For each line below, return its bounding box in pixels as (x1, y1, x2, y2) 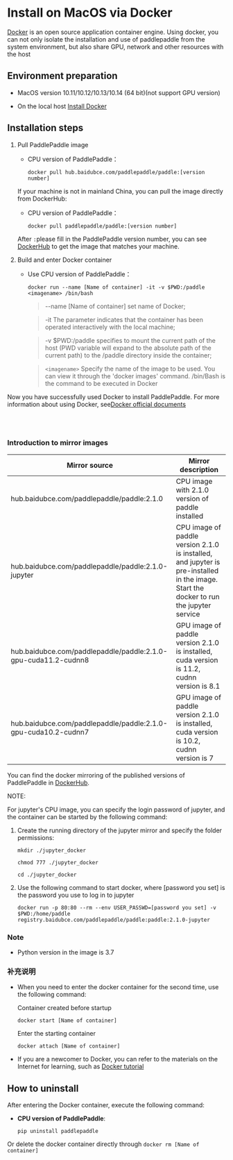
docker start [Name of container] (17, 1017, 117, 1025)
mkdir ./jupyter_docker (17, 847, 87, 854)
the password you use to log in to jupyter (17, 891, 135, 899)
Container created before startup (17, 1004, 112, 1012)
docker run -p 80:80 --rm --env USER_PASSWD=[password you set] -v (17, 904, 216, 911)
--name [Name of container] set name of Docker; (44, 302, 186, 310)
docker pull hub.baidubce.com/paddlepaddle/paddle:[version (27, 169, 205, 176)
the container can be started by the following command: (7, 812, 168, 821)
